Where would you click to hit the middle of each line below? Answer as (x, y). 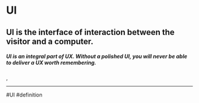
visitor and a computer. (50, 41)
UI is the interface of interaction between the (90, 32)
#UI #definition (24, 95)
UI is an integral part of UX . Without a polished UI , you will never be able (97, 56)
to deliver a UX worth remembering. (51, 63)
